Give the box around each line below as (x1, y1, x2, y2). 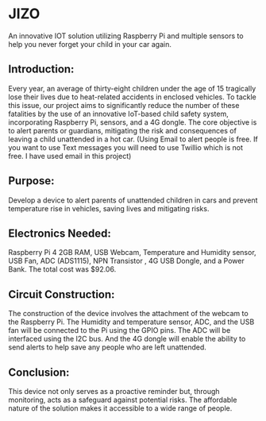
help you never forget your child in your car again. (8, 39, 172, 48)
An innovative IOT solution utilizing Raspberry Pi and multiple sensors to (8, 31, 244, 41)
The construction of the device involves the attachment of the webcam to (8, 309, 249, 319)
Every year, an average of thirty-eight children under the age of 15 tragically (8, 83, 256, 93)
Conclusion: (8, 365, 70, 379)
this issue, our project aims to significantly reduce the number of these (8, 100, 240, 110)
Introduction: (8, 63, 75, 76)
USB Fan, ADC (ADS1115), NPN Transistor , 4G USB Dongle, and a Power (8, 256, 245, 266)
